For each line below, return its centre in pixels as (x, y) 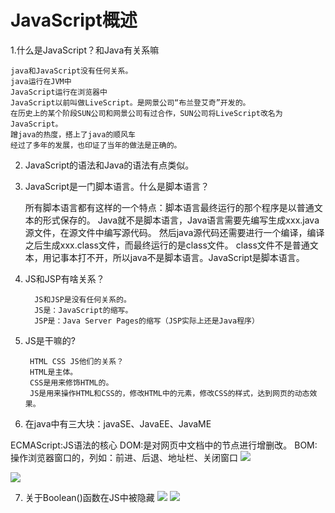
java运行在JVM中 (41, 81)
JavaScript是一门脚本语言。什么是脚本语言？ (117, 186)
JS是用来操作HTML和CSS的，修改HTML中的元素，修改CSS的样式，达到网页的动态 (169, 393)
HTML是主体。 (53, 372)
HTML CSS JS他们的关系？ (77, 361)
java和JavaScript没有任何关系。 (71, 71)
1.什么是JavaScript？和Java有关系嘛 (85, 50)
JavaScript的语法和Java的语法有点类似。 (109, 165)
